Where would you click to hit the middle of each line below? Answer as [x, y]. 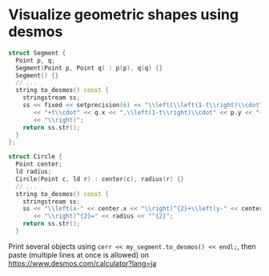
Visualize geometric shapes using [123, 15]
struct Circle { [35, 157]
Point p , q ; [36, 60]
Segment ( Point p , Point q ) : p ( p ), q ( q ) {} [89, 68]
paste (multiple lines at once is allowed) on [79, 254]
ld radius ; [34, 172]
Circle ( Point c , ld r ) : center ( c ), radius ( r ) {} [100, 179]
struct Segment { [37, 53]
